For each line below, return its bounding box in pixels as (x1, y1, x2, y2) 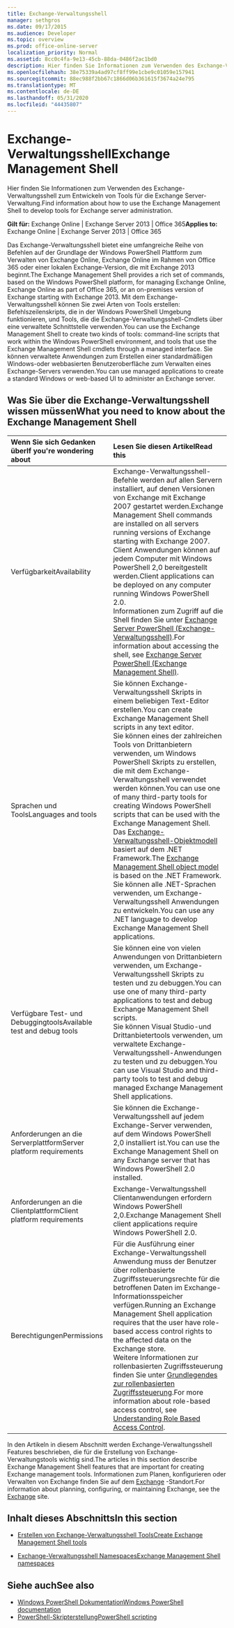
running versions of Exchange (113, 527, 211, 537)
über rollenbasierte (113, 1265, 175, 1275)
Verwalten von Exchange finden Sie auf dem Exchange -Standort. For (7, 1477, 205, 1486)
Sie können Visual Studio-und (113, 1021, 212, 1031)
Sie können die (113, 1103, 162, 1113)
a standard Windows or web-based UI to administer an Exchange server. (7, 374, 216, 383)
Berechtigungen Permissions (10, 1330, 103, 1340)
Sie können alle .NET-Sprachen (113, 879, 217, 889)
